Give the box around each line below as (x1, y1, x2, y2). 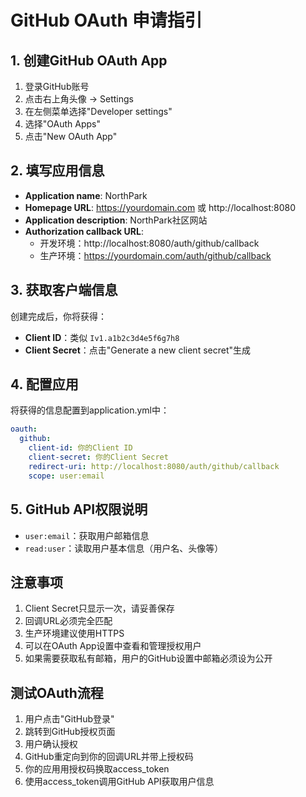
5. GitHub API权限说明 (10, 501, 148, 518)
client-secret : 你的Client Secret (28, 452, 169, 463)
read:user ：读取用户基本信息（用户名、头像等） (24, 542, 224, 554)
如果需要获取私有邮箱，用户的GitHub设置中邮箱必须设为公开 (24, 652, 273, 665)
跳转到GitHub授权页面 (24, 726, 116, 738)
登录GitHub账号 (24, 81, 90, 92)
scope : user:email (28, 471, 105, 481)
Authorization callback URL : (24, 225, 144, 237)
